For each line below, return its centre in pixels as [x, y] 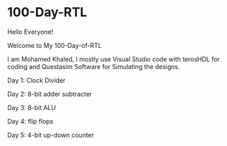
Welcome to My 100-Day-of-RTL [55, 45]
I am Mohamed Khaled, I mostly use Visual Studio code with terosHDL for [114, 59]
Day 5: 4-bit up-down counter [51, 135]
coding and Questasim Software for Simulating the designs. [94, 66]
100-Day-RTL [47, 12]
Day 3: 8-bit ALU [32, 107]
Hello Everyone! [30, 32]
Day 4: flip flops [30, 121]
